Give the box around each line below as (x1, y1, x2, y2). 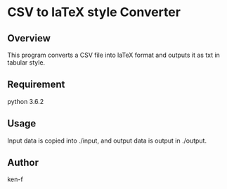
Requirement (7, 79, 65, 91)
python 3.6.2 (7, 97, 44, 105)
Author (7, 157, 39, 169)
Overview (7, 32, 51, 44)
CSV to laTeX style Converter (7, 4, 181, 20)
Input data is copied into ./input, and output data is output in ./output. (7, 136, 207, 145)
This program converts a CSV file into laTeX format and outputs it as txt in (7, 51, 220, 59)
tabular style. (7, 58, 46, 67)
